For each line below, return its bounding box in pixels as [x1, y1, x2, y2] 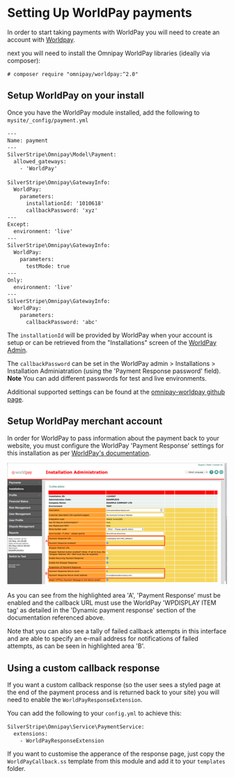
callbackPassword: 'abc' [25, 318, 98, 325]
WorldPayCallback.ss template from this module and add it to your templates [7, 756, 226, 765]
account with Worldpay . [7, 35, 75, 43]
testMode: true [25, 263, 70, 270]
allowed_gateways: [13, 158, 68, 165]
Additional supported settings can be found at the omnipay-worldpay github [7, 388, 225, 396]
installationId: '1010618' [25, 200, 104, 207]
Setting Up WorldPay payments [7, 5, 193, 21]
